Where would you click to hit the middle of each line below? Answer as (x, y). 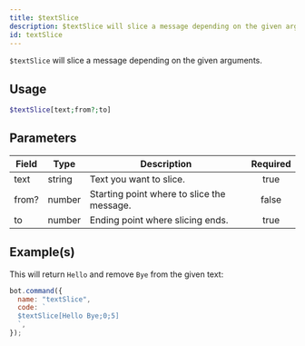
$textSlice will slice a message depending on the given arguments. (136, 61)
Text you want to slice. (138, 179)
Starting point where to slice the (157, 193)
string (60, 179)
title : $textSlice (44, 18)
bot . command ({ (36, 291)
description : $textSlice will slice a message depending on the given (146, 26)
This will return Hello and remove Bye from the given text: (117, 274)
